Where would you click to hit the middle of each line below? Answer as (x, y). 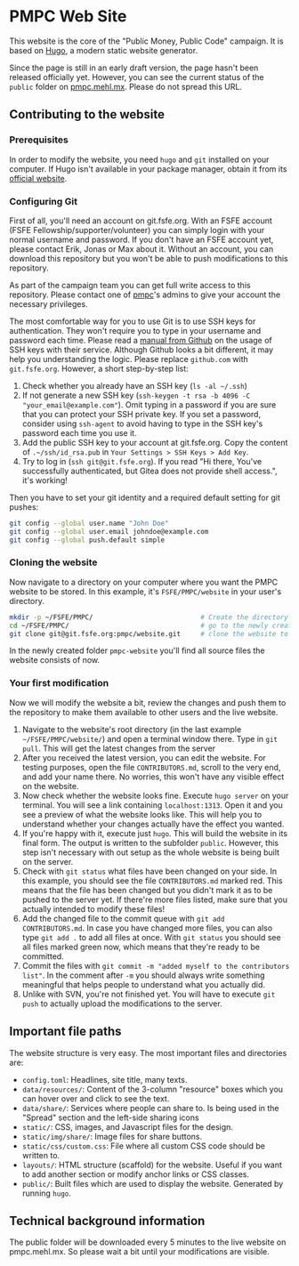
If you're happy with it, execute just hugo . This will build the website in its (154, 833)
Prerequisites (39, 140)
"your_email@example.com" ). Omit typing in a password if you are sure (149, 404)
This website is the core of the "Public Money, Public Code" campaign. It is (146, 41)
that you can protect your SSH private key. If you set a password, (141, 414)
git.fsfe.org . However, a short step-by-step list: (99, 368)
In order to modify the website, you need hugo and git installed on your (139, 159)
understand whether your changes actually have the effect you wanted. (153, 824)
